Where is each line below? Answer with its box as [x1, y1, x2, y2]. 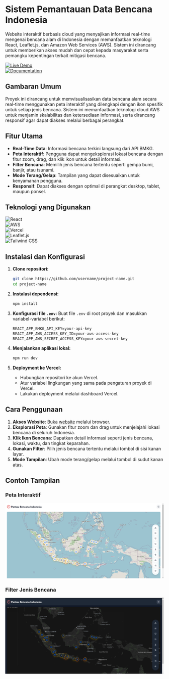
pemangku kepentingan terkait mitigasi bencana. [5, 52, 107, 59]
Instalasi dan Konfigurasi [5, 252, 86, 261]
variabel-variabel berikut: [12, 315, 65, 322]
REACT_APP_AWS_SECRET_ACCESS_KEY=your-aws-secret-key [12, 336, 128, 341]
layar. [12, 451, 24, 457]
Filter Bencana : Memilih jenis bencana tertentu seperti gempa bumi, [12, 161, 154, 167]
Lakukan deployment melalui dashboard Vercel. [20, 390, 119, 396]
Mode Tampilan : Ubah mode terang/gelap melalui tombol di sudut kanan [12, 456, 163, 462]
